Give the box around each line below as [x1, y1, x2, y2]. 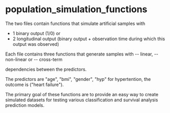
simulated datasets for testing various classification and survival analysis [5, 97, 158, 103]
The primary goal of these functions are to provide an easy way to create [5, 91, 159, 97]
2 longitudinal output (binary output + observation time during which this [12, 36, 165, 42]
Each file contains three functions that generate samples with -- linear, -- [5, 51, 159, 57]
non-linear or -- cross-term [5, 56, 63, 62]
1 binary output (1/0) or [12, 30, 61, 36]
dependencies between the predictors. [5, 66, 87, 72]
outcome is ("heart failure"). [5, 81, 64, 88]
